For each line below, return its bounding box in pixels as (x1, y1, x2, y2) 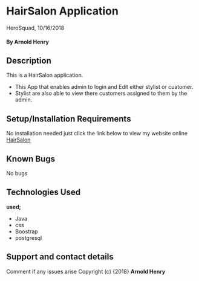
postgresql (15, 234, 42, 241)
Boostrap (15, 228, 38, 235)
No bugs (6, 169, 28, 176)
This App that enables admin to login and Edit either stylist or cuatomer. (15, 83, 194, 91)
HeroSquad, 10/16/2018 (6, 24, 65, 31)
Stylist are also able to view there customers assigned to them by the (15, 89, 188, 97)
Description (6, 56, 51, 66)
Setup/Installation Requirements (6, 114, 131, 124)
